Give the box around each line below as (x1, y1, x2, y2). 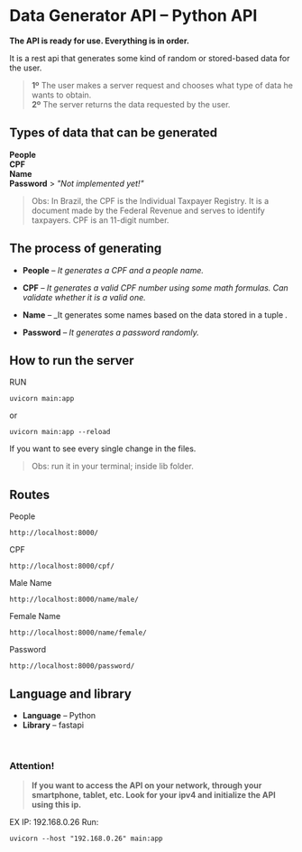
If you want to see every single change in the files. (9, 443, 197, 454)
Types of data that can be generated (9, 125, 218, 141)
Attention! (9, 759, 55, 772)
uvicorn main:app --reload (9, 428, 111, 437)
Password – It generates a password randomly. (22, 327, 200, 338)
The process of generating (9, 241, 162, 256)
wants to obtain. (31, 89, 92, 100)
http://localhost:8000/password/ (9, 662, 135, 671)
